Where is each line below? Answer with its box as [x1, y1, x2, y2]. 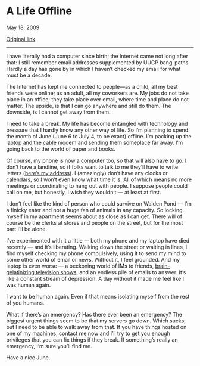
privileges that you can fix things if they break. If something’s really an [6, 336, 179, 343]
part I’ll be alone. [6, 225, 48, 232]
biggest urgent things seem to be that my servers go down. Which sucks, [6, 317, 186, 324]
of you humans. [6, 299, 45, 306]
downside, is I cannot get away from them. [6, 108, 111, 116]
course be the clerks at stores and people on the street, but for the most [6, 219, 183, 226]
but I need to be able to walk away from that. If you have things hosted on [6, 323, 187, 330]
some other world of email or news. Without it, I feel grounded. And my [6, 256, 180, 263]
